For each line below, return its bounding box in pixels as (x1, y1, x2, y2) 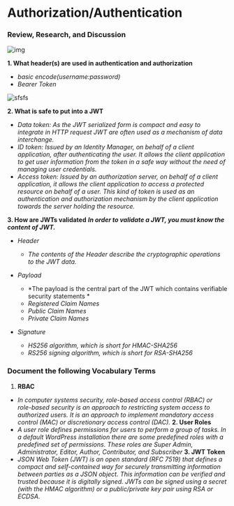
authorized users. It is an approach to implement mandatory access (17, 410, 214, 419)
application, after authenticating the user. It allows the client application (17, 150, 226, 158)
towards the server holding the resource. (17, 202, 135, 211)
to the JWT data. (27, 258, 77, 266)
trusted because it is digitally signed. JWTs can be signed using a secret (17, 477, 227, 486)
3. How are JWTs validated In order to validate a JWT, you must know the (7, 216, 225, 224)
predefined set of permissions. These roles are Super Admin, (17, 440, 193, 448)
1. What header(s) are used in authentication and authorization (7, 59, 193, 68)
